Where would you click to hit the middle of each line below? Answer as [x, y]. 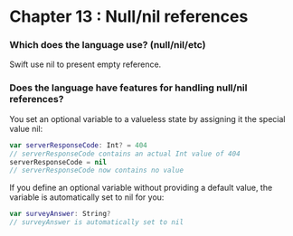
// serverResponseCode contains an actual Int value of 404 [125, 154]
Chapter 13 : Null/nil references [129, 17]
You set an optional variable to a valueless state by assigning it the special [147, 118]
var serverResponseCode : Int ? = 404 [78, 145]
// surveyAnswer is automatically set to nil [96, 222]
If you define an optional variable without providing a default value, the [141, 188]
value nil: [26, 128]
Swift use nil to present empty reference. [85, 64]
